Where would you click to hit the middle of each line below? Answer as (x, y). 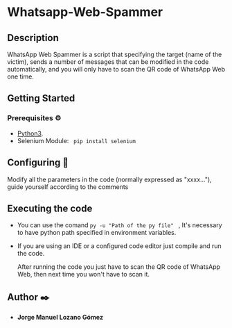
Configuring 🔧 (38, 163)
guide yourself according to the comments (68, 187)
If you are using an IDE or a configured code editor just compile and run (119, 246)
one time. (21, 76)
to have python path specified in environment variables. (97, 233)
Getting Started (41, 98)
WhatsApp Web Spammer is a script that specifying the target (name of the (115, 54)
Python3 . (30, 133)
